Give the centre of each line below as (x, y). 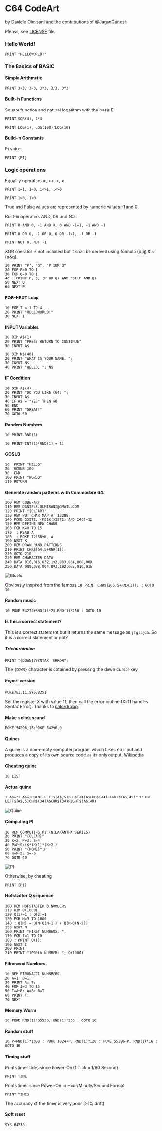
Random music (20, 600)
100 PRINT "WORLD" (24, 478)
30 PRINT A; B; (20, 983)
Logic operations (26, 170)
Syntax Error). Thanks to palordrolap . (42, 706)
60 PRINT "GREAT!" (24, 409)
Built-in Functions (24, 99)
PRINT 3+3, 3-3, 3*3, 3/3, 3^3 (37, 88)
